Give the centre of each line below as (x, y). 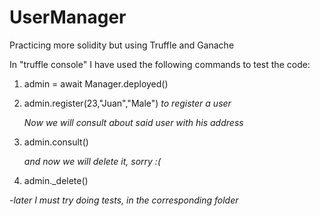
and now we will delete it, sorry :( (92, 161)
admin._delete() (56, 180)
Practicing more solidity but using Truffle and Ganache (122, 45)
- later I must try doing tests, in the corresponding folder (124, 200)
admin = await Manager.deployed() (96, 83)
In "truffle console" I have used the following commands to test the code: (160, 64)
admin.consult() (56, 142)
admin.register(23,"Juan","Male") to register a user (127, 103)
